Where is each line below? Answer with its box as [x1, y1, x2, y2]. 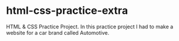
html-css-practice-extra [6, 4, 128, 17]
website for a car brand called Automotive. [6, 29, 110, 36]
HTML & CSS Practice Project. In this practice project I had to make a [6, 23, 174, 30]
